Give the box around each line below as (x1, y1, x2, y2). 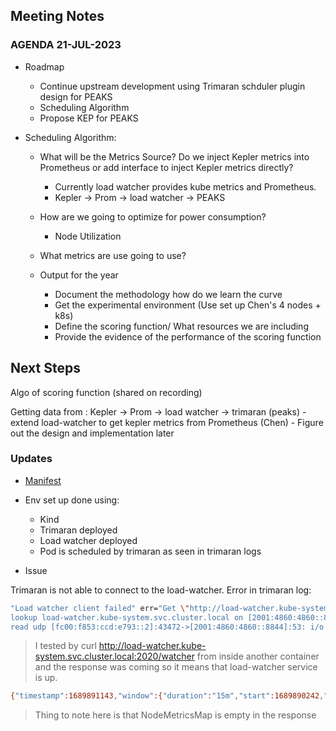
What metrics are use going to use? (39, 249, 187, 261)
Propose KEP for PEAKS (39, 112, 139, 124)
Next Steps (10, 360, 81, 377)
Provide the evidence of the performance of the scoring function (54, 330, 322, 343)
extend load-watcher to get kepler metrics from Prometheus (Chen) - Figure (10, 416, 324, 428)
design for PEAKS (39, 90, 113, 103)
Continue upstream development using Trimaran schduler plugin (39, 80, 306, 92)
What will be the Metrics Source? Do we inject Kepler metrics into (39, 150, 310, 163)
